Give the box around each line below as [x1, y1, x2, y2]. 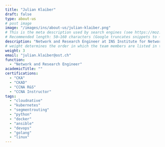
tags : [5, 94, 16, 98]
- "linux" [9, 135, 29, 140]
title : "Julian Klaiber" [5, 7, 56, 12]
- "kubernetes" [9, 103, 41, 108]
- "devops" [9, 125, 32, 130]
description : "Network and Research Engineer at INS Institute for [5, 39, 146, 44]
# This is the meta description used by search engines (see [5, 30, 133, 35]
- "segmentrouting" [9, 107, 50, 113]
